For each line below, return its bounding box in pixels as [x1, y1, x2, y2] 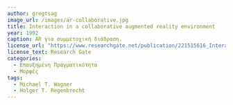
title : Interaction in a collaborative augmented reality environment [7, 23, 216, 30]
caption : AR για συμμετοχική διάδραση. [7, 36, 123, 43]
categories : [7, 55, 42, 62]
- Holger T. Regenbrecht [13, 87, 85, 94]
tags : [7, 74, 23, 82]
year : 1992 [7, 29, 39, 37]
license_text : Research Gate [7, 49, 92, 56]
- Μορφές [13, 68, 39, 75]
